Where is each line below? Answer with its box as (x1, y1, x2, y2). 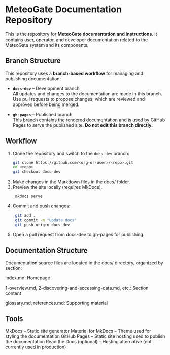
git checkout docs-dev (12, 169, 61, 174)
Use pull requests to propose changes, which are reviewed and (12, 96, 145, 102)
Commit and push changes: (12, 203, 71, 209)
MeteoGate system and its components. (5, 42, 89, 48)
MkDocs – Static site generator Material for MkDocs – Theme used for (5, 328, 151, 334)
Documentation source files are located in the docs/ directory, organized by (5, 260, 163, 266)
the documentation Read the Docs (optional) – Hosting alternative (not (5, 339, 152, 345)
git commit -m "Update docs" (15, 217, 77, 223)
